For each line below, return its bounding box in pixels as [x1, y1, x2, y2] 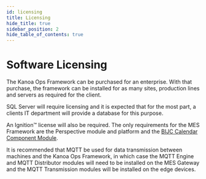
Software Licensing [6, 58, 107, 72]
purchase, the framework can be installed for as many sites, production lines [6, 85, 200, 92]
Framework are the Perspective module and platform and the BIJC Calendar [6, 128, 198, 135]
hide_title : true [6, 20, 51, 26]
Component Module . [6, 134, 58, 142]
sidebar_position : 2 [6, 26, 59, 32]
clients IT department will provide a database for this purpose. [6, 109, 164, 117]
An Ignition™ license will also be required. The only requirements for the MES [6, 122, 200, 129]
